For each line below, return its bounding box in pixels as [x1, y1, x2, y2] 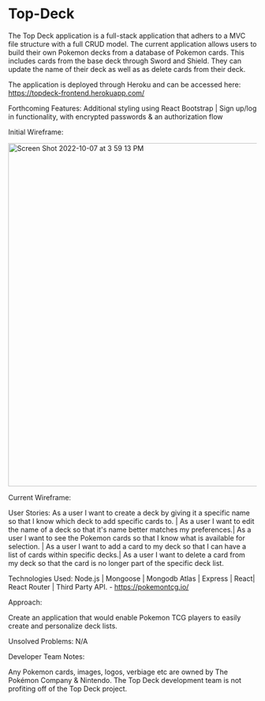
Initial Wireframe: [8, 127, 64, 137]
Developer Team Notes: [8, 651, 85, 661]
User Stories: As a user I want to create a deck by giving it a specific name [8, 507, 251, 518]
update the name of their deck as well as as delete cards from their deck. [8, 64, 246, 73]
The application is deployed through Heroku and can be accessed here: [8, 80, 241, 89]
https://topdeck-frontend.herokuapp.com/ [8, 88, 145, 97]
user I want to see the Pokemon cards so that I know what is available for [8, 533, 246, 542]
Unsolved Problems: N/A [8, 636, 88, 646]
